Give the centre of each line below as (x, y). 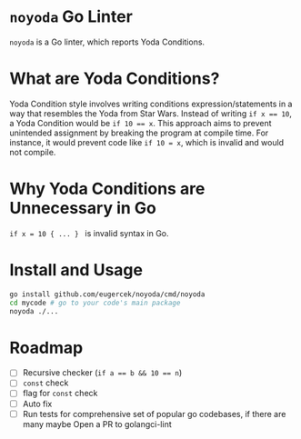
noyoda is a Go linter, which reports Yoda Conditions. (107, 42)
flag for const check (60, 394)
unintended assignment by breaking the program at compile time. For (139, 133)
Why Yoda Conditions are (107, 189)
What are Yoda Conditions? (115, 79)
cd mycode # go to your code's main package (95, 303)
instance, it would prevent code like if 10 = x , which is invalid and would (147, 142)
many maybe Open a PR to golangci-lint (97, 424)
